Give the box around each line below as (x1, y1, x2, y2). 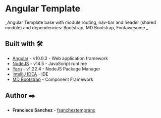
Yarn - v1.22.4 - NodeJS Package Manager (12, 65, 101, 72)
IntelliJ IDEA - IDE (12, 71, 49, 77)
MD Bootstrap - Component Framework (12, 76, 93, 82)
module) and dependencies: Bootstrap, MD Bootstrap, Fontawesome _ (5, 24, 149, 30)
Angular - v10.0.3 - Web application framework (12, 55, 108, 61)
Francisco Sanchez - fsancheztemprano (12, 107, 96, 113)
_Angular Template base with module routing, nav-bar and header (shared (5, 19, 156, 25)
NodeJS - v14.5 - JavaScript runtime (12, 60, 87, 66)
